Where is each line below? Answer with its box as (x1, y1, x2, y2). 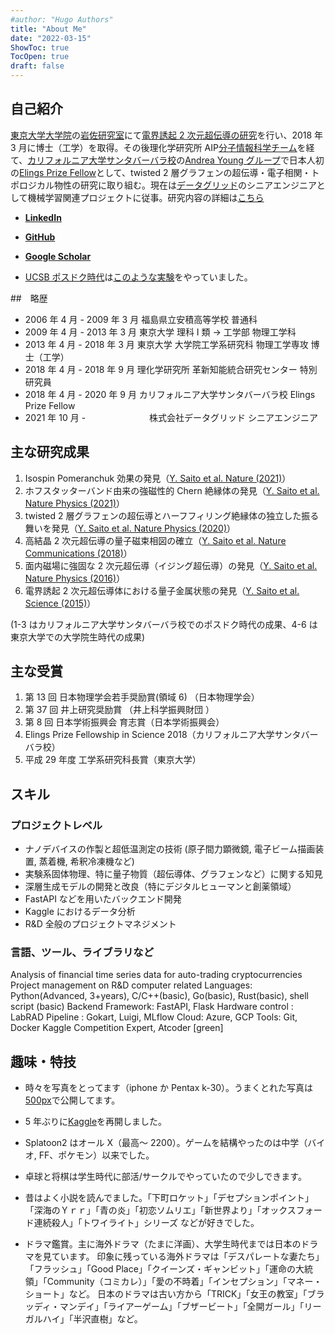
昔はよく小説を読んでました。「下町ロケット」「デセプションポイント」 (24, 1192, 315, 1204)
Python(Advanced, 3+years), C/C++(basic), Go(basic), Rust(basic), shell (10, 990, 309, 1002)
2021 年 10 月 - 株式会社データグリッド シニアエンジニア (24, 411, 318, 423)
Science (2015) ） (24, 597, 97, 609)
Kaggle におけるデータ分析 (24, 906, 136, 918)
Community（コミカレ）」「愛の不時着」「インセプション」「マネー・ (46, 1276, 323, 1288)
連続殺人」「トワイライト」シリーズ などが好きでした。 (33, 1217, 260, 1229)
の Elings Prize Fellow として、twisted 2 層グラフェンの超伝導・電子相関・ (10, 166, 312, 178)
